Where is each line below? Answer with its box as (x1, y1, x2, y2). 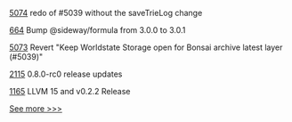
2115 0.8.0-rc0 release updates (9, 69, 123, 79)
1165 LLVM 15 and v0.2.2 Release (9, 86, 131, 96)
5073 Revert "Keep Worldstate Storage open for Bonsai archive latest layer (9, 42, 283, 53)
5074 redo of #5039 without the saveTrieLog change (9, 8, 203, 18)
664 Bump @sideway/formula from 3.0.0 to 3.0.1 (9, 25, 186, 35)
